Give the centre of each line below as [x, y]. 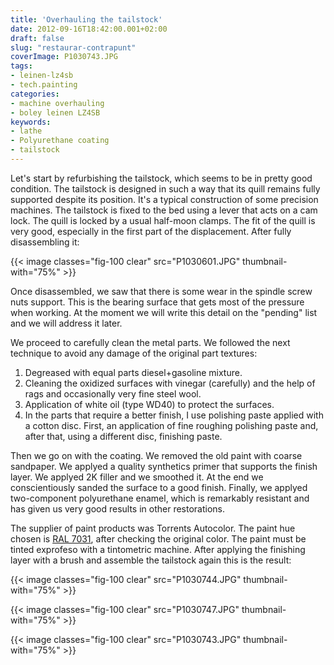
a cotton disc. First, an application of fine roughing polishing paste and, [171, 425]
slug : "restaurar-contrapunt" [73, 47]
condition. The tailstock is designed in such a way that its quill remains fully [165, 188]
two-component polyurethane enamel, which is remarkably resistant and [160, 498]
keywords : [31, 122]
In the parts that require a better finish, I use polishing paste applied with [174, 415]
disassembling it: [45, 242]
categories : [35, 94]
